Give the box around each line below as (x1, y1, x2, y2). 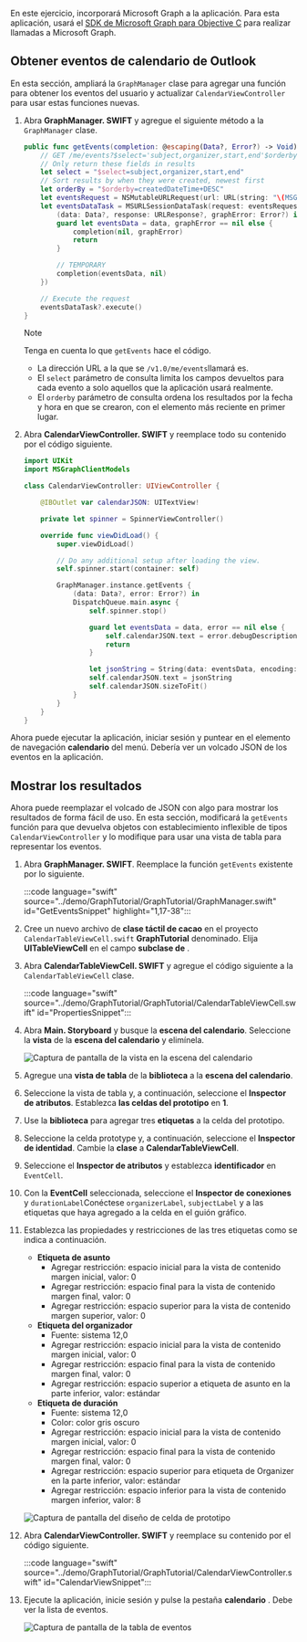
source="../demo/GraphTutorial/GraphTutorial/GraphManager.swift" (23, 896, 277, 907)
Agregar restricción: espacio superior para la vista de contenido (50, 1300, 291, 1311)
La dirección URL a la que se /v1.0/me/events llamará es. (36, 363, 249, 374)
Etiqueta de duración (36, 1397, 118, 1409)
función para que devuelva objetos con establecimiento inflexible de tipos (10, 822, 288, 833)
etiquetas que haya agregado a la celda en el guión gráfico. (23, 1207, 247, 1218)
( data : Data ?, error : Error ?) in (72, 589, 200, 599)
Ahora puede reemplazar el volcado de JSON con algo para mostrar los (10, 803, 279, 814)
